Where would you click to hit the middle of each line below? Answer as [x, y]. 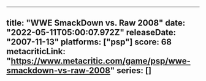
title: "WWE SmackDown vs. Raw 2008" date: [96, 23]
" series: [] [131, 71]
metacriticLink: [36, 51]
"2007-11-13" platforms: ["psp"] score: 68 [89, 42]
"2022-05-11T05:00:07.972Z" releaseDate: [91, 33]
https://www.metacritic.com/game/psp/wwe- [101, 61]
